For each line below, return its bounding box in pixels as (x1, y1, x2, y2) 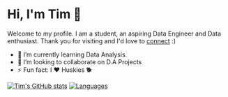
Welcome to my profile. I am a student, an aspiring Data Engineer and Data (7, 29, 222, 38)
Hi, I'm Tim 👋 (7, 6, 82, 22)
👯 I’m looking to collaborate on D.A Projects (17, 57, 142, 66)
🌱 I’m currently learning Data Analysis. (17, 50, 128, 59)
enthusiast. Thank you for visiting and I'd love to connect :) (7, 36, 176, 45)
